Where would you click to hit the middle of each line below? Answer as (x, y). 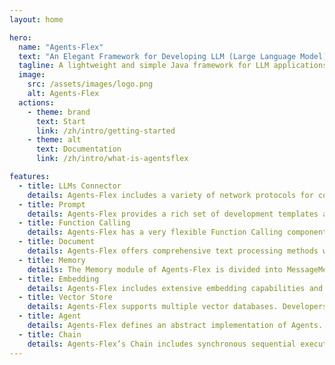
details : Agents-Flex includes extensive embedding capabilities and (175, 288)
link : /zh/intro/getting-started (105, 131)
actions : (36, 102)
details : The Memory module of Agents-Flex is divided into (155, 269)
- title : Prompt (52, 204)
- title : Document (57, 242)
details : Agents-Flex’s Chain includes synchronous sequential (162, 344)
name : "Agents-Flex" (61, 47)
